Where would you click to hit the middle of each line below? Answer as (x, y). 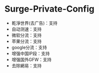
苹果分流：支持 (26, 41)
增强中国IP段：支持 (31, 53)
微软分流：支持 (26, 35)
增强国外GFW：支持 (32, 59)
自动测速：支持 (26, 29)
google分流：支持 (29, 47)
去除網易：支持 (26, 65)
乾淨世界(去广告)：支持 (34, 23)
